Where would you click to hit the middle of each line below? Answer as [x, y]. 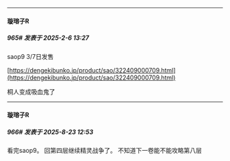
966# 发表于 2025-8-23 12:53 [50, 132]
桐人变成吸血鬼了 [31, 91]
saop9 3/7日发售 [30, 56]
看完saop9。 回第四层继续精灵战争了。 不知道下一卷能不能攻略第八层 [104, 151]
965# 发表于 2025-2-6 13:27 [48, 38]
